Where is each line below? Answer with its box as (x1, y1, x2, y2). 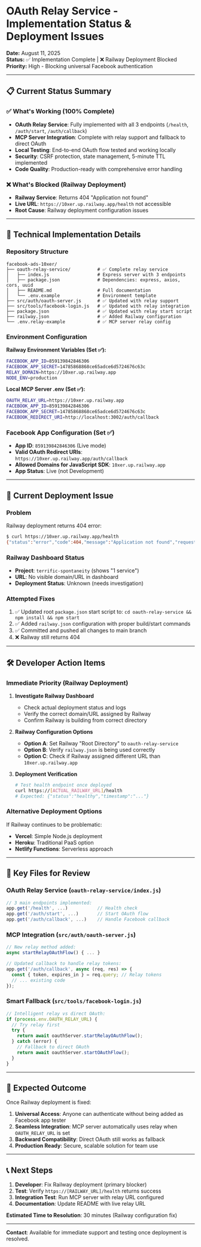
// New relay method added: (6, 944, 77, 950)
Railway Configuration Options (14, 728, 93, 735)
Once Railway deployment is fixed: (6, 1099, 92, 1106)
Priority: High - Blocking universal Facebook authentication (6, 62, 153, 69)
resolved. (6, 1235, 29, 1243)
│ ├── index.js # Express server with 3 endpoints (6, 271, 186, 278)
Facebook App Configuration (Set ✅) (6, 428, 115, 436)
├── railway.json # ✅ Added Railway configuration (6, 313, 182, 320)
